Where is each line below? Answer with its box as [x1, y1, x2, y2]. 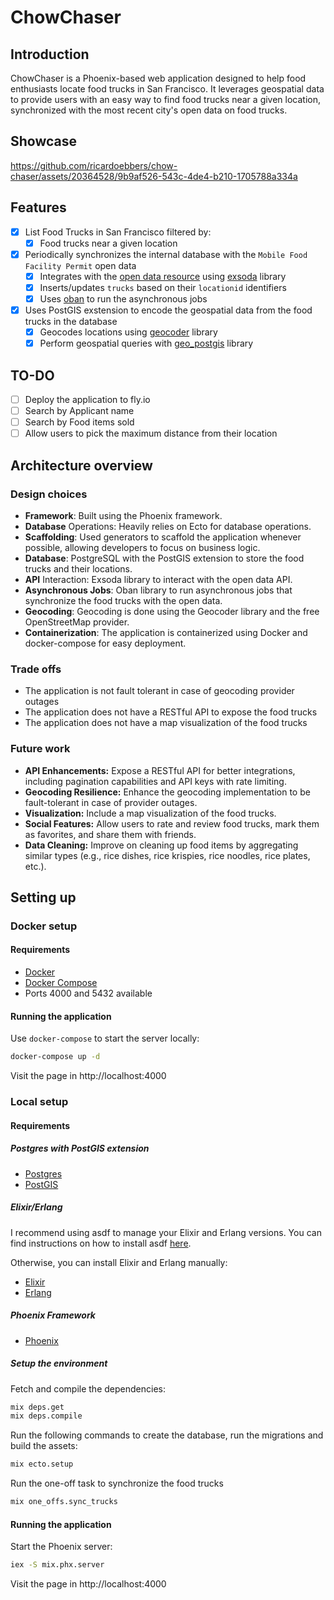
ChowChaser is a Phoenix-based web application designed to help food [10, 72, 307, 84]
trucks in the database [24, 316, 118, 328]
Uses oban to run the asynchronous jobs [39, 292, 208, 305]
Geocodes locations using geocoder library [39, 326, 218, 338]
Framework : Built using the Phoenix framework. [24, 509, 223, 521]
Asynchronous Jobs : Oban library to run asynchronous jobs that [24, 584, 293, 596]
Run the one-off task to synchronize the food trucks [10, 1477, 224, 1490]
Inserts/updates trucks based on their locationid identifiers [39, 281, 287, 293]
